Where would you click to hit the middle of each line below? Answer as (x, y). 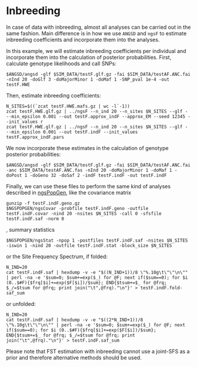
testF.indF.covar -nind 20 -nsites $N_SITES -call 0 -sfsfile (84, 213)
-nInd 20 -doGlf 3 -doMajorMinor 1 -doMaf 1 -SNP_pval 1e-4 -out (88, 79)
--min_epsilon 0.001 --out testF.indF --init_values (72, 132)
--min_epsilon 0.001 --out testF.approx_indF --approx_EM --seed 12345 (96, 116)
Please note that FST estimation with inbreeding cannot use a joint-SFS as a (98, 351)
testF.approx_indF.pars (35, 137)
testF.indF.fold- (161, 288)
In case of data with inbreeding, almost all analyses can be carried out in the (98, 27)
